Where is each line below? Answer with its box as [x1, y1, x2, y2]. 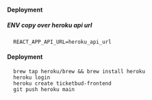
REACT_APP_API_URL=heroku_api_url [13, 38, 112, 45]
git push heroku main [13, 86, 75, 92]
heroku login [13, 74, 51, 81]
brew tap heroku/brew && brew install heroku [13, 68, 146, 75]
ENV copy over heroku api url [7, 21, 92, 29]
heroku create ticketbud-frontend [13, 79, 112, 87]
